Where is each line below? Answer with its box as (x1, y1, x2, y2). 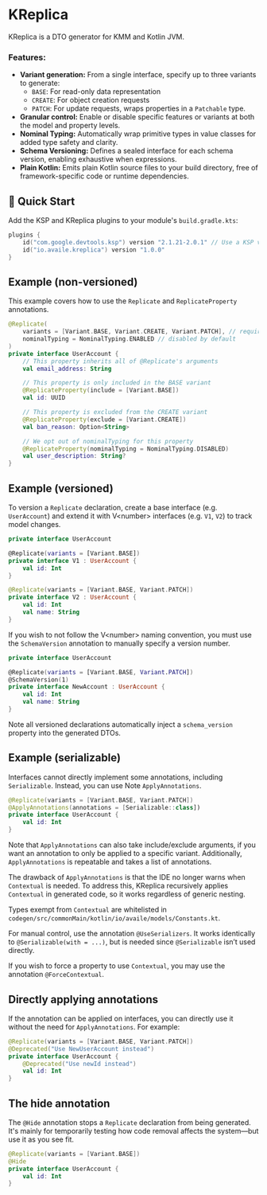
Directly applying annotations (8, 993, 159, 1006)
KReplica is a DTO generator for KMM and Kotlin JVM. (8, 32, 185, 41)
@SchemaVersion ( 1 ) (8, 675, 69, 684)
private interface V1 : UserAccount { (8, 556, 137, 564)
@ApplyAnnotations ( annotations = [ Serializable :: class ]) (8, 803, 201, 811)
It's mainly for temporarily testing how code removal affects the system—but (8, 1126, 259, 1135)
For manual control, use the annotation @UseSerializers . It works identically (8, 929, 256, 939)
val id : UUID (22, 394, 66, 402)
